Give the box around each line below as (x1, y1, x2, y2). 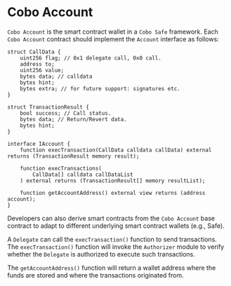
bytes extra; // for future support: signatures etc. (20, 85, 180, 92)
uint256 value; (20, 67, 65, 74)
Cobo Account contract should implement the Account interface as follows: (7, 34, 219, 43)
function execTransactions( (20, 165, 102, 172)
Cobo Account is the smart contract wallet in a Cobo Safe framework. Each (7, 27, 219, 36)
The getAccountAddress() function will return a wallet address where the (7, 264, 216, 272)
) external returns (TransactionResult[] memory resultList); (20, 177, 206, 184)
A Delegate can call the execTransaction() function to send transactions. (7, 235, 218, 243)
